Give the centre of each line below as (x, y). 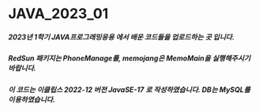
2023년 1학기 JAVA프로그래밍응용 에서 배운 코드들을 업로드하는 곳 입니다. (122, 37)
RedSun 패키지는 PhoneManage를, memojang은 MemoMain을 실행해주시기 (129, 58)
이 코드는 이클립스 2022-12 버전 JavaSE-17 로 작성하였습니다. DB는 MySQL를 (129, 89)
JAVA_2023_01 (58, 14)
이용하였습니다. (32, 99)
